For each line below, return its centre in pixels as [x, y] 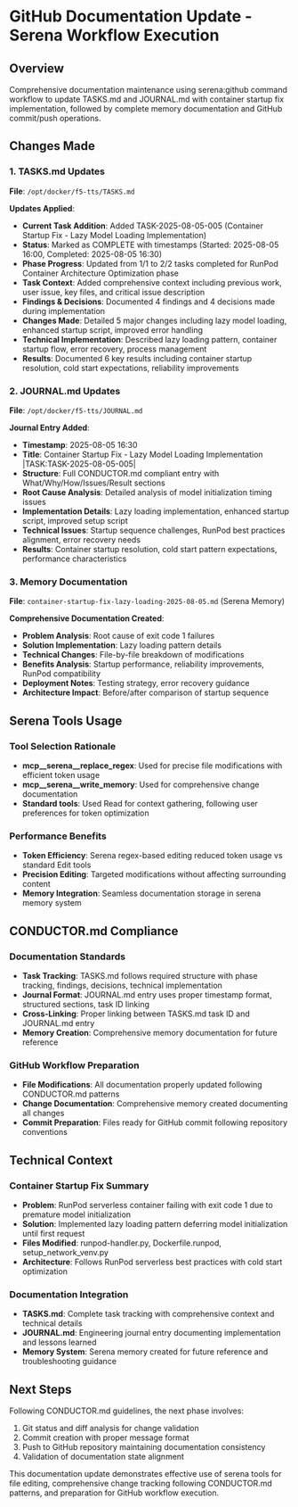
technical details [52, 1323]
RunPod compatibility [61, 674]
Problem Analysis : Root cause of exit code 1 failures [118, 636]
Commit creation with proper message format [105, 1437]
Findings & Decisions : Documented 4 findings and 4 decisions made [149, 302]
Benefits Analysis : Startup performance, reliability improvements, [143, 664]
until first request [53, 1233]
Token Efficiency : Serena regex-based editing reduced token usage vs [152, 856]
